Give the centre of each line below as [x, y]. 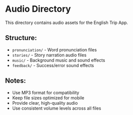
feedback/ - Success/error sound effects [53, 65]
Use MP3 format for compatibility [46, 92]
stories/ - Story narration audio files [49, 55]
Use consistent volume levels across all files [56, 108]
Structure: [21, 38]
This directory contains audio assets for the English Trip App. [66, 23]
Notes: [15, 81]
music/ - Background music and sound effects [58, 60]
